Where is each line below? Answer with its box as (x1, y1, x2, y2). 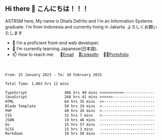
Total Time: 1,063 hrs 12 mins (5, 81, 69, 86)
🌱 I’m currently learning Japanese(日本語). (12, 46, 98, 52)
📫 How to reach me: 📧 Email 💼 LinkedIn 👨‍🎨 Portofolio (12, 51, 129, 57)
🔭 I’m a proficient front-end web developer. (12, 40, 100, 46)
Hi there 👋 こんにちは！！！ (5, 4, 89, 13)
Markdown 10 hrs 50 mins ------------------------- (5, 131, 155, 136)
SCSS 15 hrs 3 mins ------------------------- (5, 127, 155, 132)
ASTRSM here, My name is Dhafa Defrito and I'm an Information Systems (5, 18, 153, 24)
